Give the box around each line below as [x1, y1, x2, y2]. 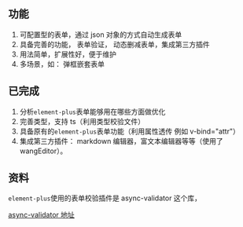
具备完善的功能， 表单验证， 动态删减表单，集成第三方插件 [19, 39, 210, 49]
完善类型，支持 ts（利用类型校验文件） [19, 116, 145, 126]
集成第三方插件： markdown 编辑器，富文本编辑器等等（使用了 [19, 136, 224, 145]
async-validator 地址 [8, 211, 75, 220]
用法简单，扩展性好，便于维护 [19, 49, 116, 59]
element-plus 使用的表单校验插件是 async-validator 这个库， [8, 193, 202, 203]
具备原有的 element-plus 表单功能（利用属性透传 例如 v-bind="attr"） [19, 126, 240, 136]
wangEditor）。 [19, 146, 68, 156]
